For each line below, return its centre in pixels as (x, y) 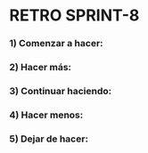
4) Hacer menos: (46, 115)
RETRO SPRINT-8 (74, 16)
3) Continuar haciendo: (61, 91)
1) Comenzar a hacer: (57, 44)
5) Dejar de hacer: (49, 139)
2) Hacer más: (41, 68)
